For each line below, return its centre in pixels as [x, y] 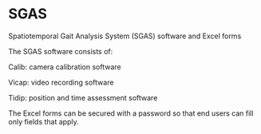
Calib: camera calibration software [65, 67]
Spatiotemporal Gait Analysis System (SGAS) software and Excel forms [125, 36]
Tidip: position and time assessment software [83, 97]
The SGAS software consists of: [61, 51]
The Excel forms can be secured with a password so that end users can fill [131, 113]
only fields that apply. [43, 121]
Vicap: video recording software [61, 82]
